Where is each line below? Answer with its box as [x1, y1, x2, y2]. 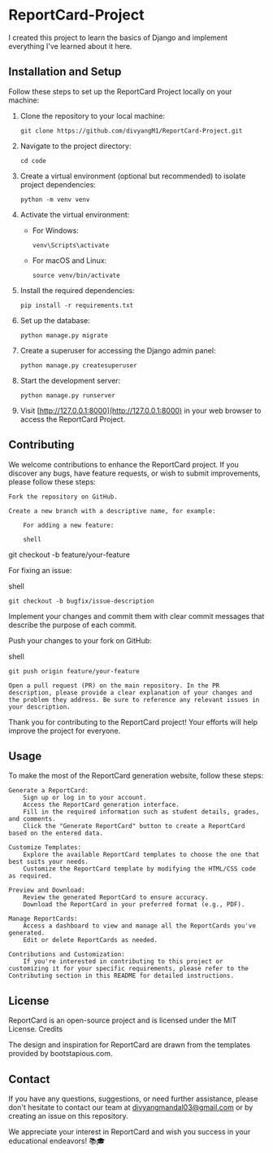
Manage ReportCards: [8, 914, 79, 923]
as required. [8, 872, 53, 880]
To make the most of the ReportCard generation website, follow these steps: [8, 771, 264, 781]
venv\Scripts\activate [32, 241, 110, 249]
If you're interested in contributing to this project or [23, 958, 223, 966]
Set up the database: [19, 315, 91, 325]
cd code [19, 156, 46, 164]
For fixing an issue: [8, 565, 72, 575]
